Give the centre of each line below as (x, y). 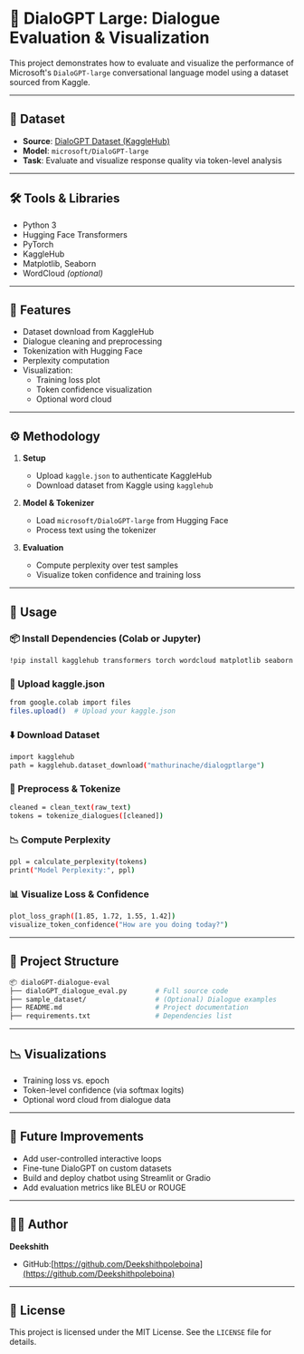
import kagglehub (42, 757)
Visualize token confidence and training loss (119, 575)
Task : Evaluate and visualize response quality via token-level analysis (152, 160)
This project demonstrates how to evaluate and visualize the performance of (152, 63)
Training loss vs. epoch (66, 1080)
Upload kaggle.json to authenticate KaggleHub (124, 476)
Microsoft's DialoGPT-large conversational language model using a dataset (149, 73)
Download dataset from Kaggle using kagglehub (124, 485)
